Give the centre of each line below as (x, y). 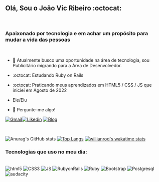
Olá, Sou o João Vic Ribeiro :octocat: (63, 8)
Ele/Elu (20, 100)
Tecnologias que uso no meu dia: (46, 152)
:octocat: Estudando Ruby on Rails (48, 75)
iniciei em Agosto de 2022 (40, 90)
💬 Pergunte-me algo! (34, 110)
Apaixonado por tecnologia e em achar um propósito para (77, 33)
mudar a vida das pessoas (38, 40)
